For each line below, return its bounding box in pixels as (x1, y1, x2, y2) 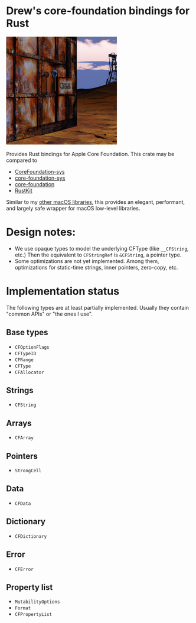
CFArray (14, 435, 34, 441)
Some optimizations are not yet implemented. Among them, (14, 257, 159, 264)
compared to (6, 157, 37, 164)
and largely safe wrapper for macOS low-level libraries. (6, 205, 141, 212)
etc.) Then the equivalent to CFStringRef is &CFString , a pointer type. (14, 251, 182, 258)
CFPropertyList (14, 612, 53, 618)
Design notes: (6, 226, 76, 239)
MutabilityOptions (14, 599, 60, 605)
